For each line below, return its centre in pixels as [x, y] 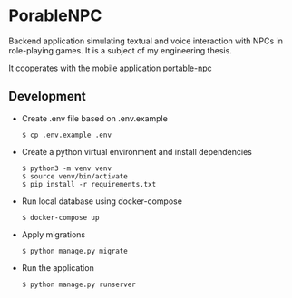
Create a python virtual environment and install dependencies [137, 151]
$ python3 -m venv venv [67, 168]
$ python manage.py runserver [79, 284]
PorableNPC [55, 16]
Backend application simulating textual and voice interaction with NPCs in [146, 41]
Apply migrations [54, 234]
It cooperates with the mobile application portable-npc [110, 68]
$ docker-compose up [60, 217]
